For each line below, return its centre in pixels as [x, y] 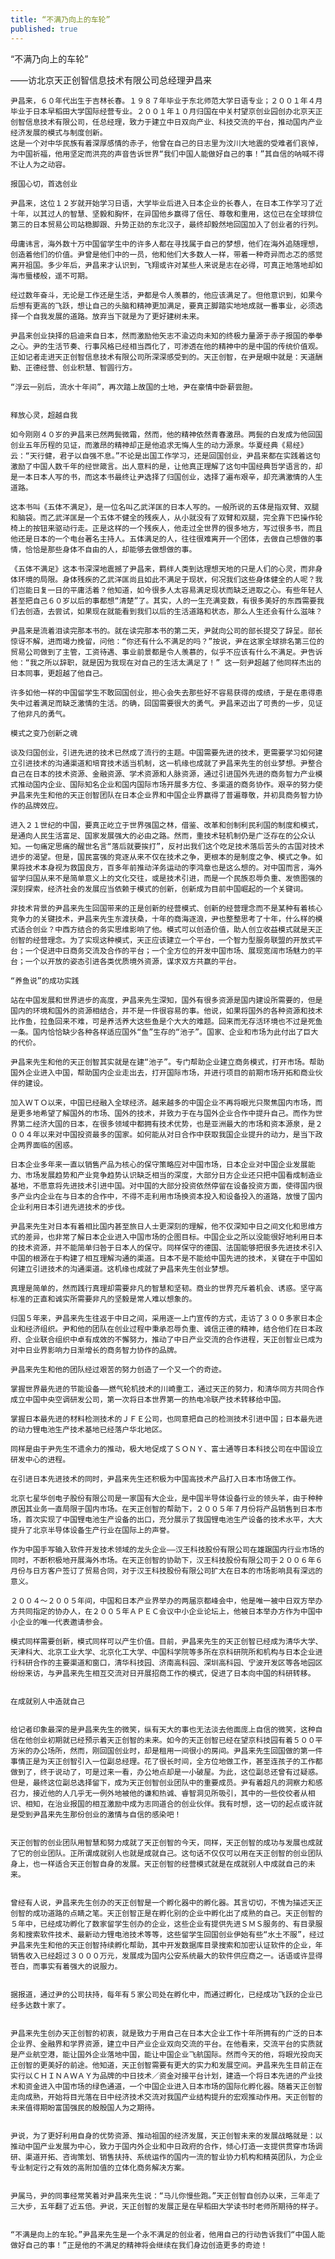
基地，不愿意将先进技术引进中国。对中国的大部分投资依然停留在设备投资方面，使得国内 [163, 1186]
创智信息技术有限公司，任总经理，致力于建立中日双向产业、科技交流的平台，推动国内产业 [166, 122]
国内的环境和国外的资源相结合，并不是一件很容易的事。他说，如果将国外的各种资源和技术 [166, 1011]
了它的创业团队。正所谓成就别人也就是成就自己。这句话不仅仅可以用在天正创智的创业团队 [166, 1853]
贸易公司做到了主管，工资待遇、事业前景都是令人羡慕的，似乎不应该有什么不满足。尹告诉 [166, 652]
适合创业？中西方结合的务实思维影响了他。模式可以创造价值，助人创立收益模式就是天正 [170, 929]
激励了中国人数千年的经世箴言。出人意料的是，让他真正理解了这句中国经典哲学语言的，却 [166, 466]
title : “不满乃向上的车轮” [60, 19]
